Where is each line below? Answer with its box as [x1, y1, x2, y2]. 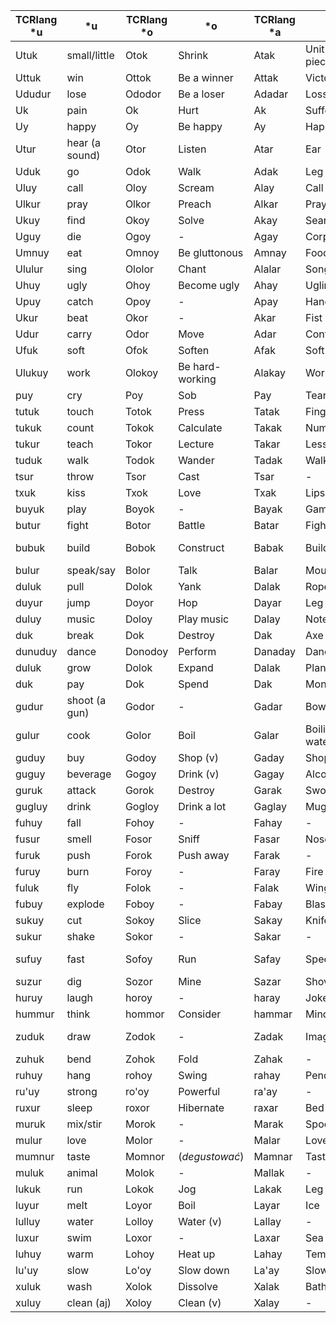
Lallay [253, 1215, 282, 1228]
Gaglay [253, 800, 287, 813]
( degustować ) [178, 1150, 245, 1163]
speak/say [66, 564, 116, 577]
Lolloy [124, 1215, 154, 1228]
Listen [178, 142, 207, 156]
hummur [15, 1007, 55, 1021]
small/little [66, 49, 115, 62]
